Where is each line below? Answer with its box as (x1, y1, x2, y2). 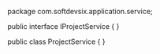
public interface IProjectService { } (7, 22, 120, 31)
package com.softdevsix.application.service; (7, 7, 153, 16)
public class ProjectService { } (7, 37, 106, 46)
